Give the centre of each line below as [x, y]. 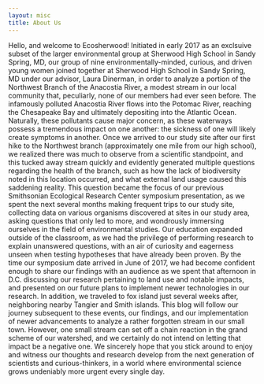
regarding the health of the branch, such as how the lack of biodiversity [125, 171]
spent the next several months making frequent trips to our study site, [121, 204]
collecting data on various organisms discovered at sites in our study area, [129, 212]
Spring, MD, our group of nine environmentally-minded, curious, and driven [130, 62]
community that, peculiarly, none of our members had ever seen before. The [132, 95]
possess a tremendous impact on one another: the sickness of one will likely [132, 129]
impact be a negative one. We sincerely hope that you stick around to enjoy [131, 346]
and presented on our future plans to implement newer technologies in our [129, 287]
